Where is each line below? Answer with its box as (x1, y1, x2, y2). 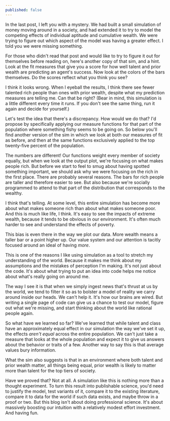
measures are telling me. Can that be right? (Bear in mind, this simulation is (5, 95, 162, 101)
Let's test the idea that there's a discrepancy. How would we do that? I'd (5, 115, 156, 122)
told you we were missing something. (5, 43, 83, 49)
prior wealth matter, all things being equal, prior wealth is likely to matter (5, 362, 156, 368)
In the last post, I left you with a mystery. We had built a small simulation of (5, 21, 161, 27)
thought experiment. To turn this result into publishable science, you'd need (5, 382, 164, 389)
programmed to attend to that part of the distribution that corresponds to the (5, 185, 165, 191)
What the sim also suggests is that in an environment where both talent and (5, 357, 163, 363)
